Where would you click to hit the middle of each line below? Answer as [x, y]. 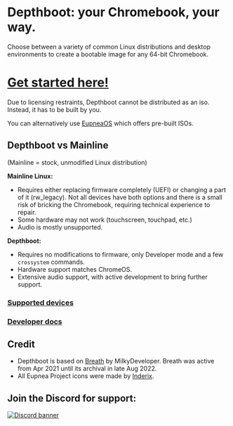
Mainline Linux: [30, 176]
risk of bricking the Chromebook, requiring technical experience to [114, 204]
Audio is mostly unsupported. [60, 227]
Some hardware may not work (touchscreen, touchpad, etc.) [105, 220]
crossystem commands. [51, 262]
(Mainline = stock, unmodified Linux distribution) [77, 162]
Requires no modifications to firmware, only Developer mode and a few [120, 254]
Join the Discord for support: [72, 398]
